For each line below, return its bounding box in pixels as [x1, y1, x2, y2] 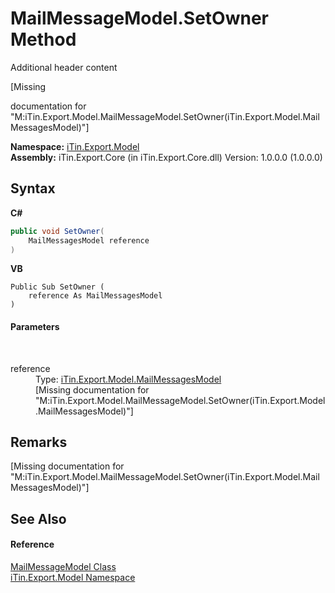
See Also [10, 510, 67, 527]
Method [10, 28, 77, 51]
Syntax [10, 180, 56, 197]
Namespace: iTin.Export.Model [10, 140, 140, 152]
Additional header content [10, 61, 118, 73]
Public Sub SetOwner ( [10, 282, 105, 292]
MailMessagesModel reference [28, 235, 150, 246]
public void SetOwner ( [10, 226, 105, 236]
